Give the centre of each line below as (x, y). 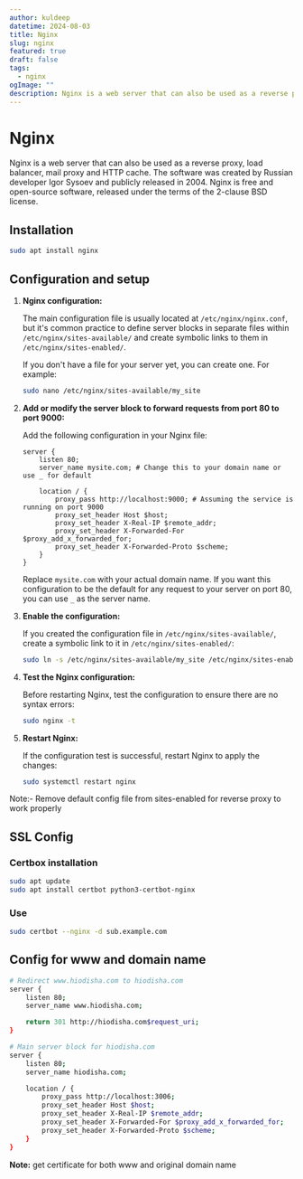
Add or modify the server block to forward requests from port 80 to (151, 408)
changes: (40, 765)
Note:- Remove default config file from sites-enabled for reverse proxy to (145, 799)
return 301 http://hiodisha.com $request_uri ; (113, 1023)
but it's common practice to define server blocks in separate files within (156, 327)
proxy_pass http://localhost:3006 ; (109, 1097)
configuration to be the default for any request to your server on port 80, (157, 589)
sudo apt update (40, 882)
